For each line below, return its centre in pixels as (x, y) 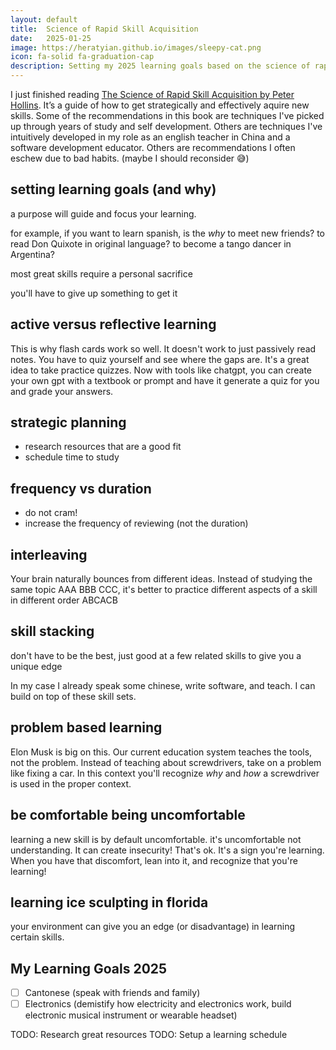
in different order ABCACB (64, 600)
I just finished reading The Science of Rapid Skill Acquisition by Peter (152, 94)
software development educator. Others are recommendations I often (153, 147)
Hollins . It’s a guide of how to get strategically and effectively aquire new (160, 105)
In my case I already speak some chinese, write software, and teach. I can (163, 685)
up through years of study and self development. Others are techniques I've (166, 126)
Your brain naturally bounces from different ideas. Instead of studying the (161, 579)
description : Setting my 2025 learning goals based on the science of (160, 66)
